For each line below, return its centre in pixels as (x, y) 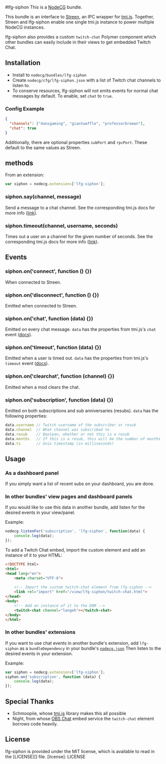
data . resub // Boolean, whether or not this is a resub (67, 434)
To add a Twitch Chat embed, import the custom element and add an (75, 550)
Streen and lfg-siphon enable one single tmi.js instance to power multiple (80, 22)
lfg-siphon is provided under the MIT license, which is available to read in (80, 751)
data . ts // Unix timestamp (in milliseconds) (59, 443)
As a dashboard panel (32, 473)
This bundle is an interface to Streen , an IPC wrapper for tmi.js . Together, (80, 17)
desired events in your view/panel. (40, 512)
